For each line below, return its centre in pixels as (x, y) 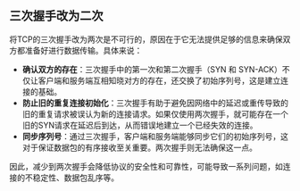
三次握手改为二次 (56, 16)
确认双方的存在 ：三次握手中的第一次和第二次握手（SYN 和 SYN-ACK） (152, 69)
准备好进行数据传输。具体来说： (83, 50)
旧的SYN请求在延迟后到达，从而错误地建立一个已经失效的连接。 (140, 125)
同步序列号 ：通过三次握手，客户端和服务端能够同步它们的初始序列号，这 (155, 136)
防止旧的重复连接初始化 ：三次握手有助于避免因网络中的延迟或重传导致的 (155, 103)
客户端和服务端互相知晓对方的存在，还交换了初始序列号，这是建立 (159, 80)
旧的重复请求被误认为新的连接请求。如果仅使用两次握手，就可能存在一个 (155, 113)
